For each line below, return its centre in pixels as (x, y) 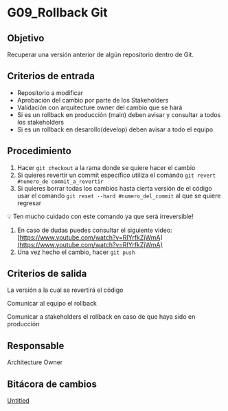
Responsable (36, 346)
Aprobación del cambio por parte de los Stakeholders (93, 100)
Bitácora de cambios (52, 384)
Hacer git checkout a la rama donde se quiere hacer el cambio (106, 167)
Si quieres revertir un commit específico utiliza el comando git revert (116, 175)
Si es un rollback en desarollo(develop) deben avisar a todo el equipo (115, 129)
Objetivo (26, 38)
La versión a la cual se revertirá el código (65, 290)
